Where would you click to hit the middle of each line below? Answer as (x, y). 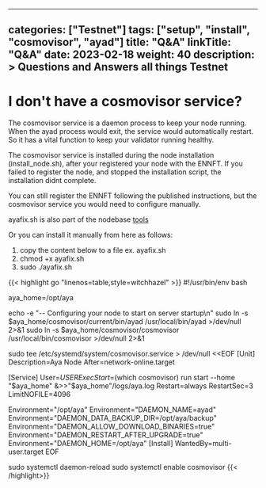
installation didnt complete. (52, 181)
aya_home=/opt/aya (41, 298)
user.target (26, 452)
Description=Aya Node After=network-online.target (92, 362)
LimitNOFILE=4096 (40, 395)
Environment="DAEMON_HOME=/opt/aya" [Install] (91, 444)
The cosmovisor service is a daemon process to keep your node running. (127, 123)
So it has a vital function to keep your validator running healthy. (111, 140)
